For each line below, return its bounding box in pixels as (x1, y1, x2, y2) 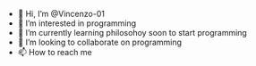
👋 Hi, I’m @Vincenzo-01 (17, 9, 106, 19)
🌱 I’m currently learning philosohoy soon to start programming (17, 28, 248, 37)
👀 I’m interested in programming (17, 18, 137, 29)
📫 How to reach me (17, 47, 92, 57)
